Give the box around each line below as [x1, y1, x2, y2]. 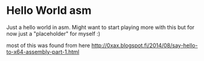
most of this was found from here [6, 42, 90, 49]
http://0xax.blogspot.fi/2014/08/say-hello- [91, 42, 199, 49]
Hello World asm [6, 4, 92, 18]
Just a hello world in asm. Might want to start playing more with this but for [6, 24, 195, 31]
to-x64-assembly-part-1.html [6, 48, 79, 55]
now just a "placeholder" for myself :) [6, 30, 101, 37]
